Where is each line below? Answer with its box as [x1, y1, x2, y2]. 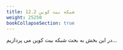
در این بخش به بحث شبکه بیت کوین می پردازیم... [6, 37, 118, 44]
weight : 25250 [6, 14, 43, 20]
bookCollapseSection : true [6, 20, 75, 26]
